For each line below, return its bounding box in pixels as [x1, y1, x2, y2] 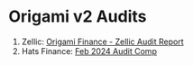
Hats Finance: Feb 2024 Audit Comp [21, 45, 157, 56]
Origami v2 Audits [8, 6, 147, 27]
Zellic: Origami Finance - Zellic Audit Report [21, 36, 184, 47]
